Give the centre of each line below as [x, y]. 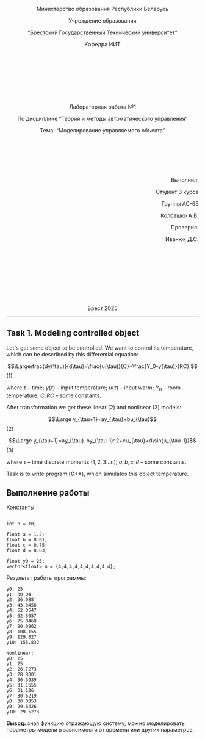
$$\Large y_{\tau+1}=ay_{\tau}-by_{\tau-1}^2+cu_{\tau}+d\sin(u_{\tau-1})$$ [103, 440]
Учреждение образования [103, 20]
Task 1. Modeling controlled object [73, 333]
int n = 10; [21, 524]
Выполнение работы [48, 493]
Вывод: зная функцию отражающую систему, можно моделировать [95, 723]
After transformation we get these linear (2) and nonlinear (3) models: [94, 407]
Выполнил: [185, 180]
